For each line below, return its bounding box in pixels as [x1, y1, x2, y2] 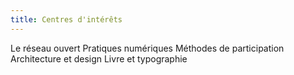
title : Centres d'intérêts [10, 14, 123, 25]
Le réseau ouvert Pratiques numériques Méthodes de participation [10, 42, 285, 54]
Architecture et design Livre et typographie [10, 52, 188, 65]
